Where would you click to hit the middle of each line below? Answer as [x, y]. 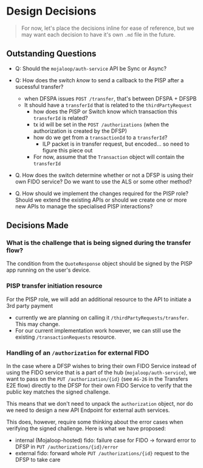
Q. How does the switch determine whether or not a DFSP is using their [104, 175]
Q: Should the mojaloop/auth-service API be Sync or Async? [91, 68]
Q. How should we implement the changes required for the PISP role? [101, 193]
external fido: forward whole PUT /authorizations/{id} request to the [102, 453]
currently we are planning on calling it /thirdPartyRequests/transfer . [102, 317]
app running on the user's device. [49, 270]
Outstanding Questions [51, 54]
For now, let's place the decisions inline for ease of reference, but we [108, 28]
